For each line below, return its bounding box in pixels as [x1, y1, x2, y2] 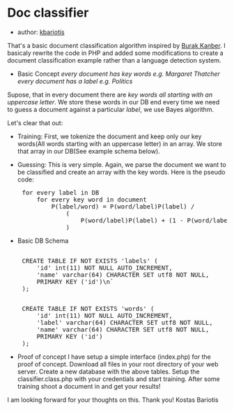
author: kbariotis [17, 28, 65, 36]
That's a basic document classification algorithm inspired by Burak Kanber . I [7, 41, 226, 49]
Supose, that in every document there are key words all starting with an [7, 90, 213, 99]
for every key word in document [36, 195, 148, 203]
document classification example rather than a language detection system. [7, 56, 221, 64]
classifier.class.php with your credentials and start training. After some [17, 374, 221, 383]
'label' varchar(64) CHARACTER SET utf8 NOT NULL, [36, 319, 214, 326]
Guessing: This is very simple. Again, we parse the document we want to [17, 160, 226, 168]
